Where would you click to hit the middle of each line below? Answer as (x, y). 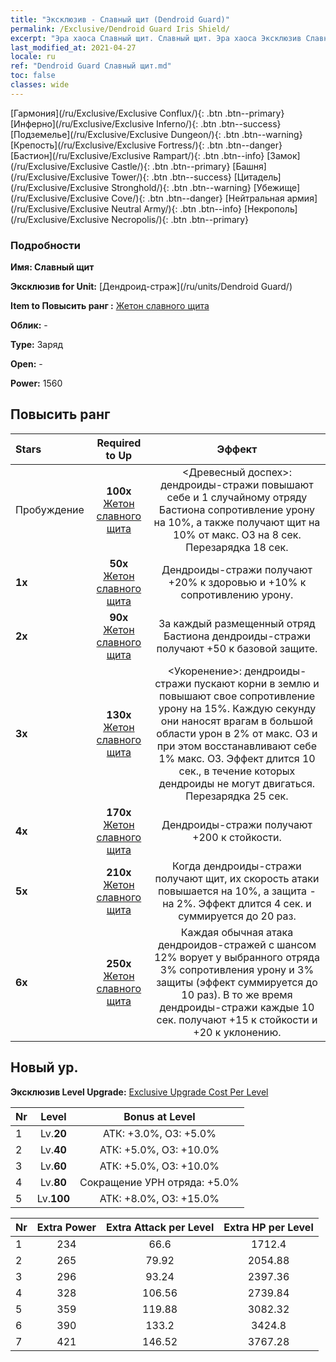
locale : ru (33, 57)
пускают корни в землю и (256, 683)
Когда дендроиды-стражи (237, 866)
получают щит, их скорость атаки (237, 878)
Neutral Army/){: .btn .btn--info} (177, 208)
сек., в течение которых (237, 771)
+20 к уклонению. (237, 1032)
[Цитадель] (257, 177)
